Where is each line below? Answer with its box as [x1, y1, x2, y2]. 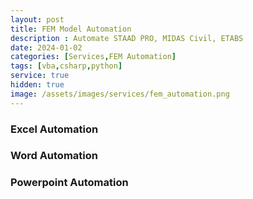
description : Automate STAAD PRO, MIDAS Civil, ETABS [10, 33, 244, 43]
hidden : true [10, 80, 65, 90]
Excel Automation [10, 122, 99, 136]
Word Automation [10, 149, 98, 163]
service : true [10, 71, 70, 81]
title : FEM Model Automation [10, 24, 132, 34]
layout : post [10, 14, 65, 25]
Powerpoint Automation [10, 176, 129, 190]
